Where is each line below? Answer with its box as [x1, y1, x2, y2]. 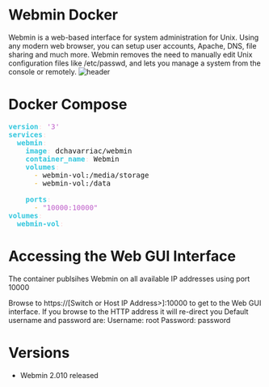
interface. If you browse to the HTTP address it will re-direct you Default [8, 306, 249, 317]
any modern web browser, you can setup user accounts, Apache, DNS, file [8, 40, 257, 50]
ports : [25, 194, 52, 204]
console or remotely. [8, 66, 77, 76]
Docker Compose [8, 96, 128, 114]
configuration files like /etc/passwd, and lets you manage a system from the [8, 58, 261, 68]
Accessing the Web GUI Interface [8, 247, 237, 266]
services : [8, 130, 47, 139]
